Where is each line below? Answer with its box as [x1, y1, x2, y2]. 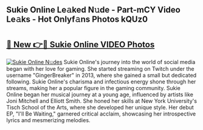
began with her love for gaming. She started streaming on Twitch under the [6, 65, 194, 72]
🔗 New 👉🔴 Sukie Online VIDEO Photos [6, 39, 155, 50]
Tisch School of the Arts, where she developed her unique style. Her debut [6, 104, 194, 111]
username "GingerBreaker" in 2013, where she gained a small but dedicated [6, 72, 197, 79]
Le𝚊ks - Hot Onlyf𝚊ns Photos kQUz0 [6, 15, 148, 25]
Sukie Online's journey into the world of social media [63, 59, 196, 65]
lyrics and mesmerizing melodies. [6, 117, 91, 123]
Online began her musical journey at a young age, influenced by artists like [6, 91, 193, 98]
